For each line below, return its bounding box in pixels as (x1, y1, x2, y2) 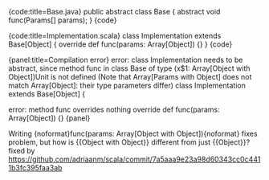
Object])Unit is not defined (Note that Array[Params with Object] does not (8, 72, 252, 81)
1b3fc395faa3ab (8, 163, 63, 172)
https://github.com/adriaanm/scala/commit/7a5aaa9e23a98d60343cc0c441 (8, 154, 261, 164)
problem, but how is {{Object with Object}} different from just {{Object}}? (8, 137, 251, 147)
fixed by (8, 146, 35, 155)
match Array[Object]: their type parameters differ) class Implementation (8, 80, 247, 90)
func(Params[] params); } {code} (8, 15, 117, 25)
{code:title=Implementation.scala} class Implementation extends (8, 31, 222, 40)
